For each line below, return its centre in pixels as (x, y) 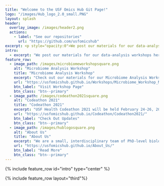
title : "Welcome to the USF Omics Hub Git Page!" (57, 10)
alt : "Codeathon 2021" (37, 101)
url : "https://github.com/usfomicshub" (58, 41)
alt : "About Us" (31, 132)
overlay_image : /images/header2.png (47, 28)
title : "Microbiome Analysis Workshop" (54, 73)
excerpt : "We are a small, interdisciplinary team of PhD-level (81, 141)
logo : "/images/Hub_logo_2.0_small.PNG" (47, 14)
